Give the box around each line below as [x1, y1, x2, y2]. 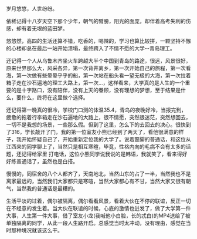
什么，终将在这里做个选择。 [21, 94, 89, 101]
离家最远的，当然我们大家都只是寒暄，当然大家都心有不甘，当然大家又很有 [6, 178, 186, 184]
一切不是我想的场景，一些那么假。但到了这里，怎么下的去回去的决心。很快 [6, 121, 186, 128]
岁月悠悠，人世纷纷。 [6, 5, 57, 12]
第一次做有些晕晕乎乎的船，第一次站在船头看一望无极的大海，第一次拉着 [16, 72, 191, 79]
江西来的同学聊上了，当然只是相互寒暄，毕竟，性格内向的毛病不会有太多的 [6, 143, 186, 150]
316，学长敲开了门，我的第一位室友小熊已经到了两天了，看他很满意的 [11, 129, 179, 135]
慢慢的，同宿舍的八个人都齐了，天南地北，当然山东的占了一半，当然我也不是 [6, 170, 191, 177]
